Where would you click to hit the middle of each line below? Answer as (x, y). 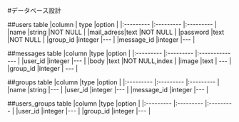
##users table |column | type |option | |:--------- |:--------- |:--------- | (112, 24)
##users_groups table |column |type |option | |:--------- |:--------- (105, 104)
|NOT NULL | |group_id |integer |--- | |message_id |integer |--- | (101, 40)
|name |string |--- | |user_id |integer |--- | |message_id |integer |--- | (108, 90)
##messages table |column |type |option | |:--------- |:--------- (101, 53)
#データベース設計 (35, 10)
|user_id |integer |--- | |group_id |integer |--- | (83, 111)
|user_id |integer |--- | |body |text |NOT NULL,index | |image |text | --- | (126, 61)
